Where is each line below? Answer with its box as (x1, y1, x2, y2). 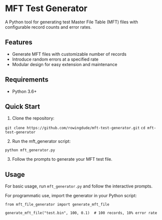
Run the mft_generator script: (12, 138, 71, 144)
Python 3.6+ (12, 88, 37, 94)
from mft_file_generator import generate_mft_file (5, 202, 110, 207)
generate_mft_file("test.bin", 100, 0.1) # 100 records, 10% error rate (5, 211, 158, 216)
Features (5, 38, 32, 47)
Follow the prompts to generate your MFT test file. (12, 156, 113, 162)
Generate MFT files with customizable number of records (12, 51, 127, 57)
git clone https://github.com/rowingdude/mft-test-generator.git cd (5, 126, 146, 131)
